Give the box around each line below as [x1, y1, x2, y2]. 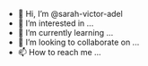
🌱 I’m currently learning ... [17, 28, 114, 37]
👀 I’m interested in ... [17, 18, 94, 29]
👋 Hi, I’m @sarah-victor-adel [17, 9, 123, 19]
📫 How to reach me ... [17, 47, 101, 57]
